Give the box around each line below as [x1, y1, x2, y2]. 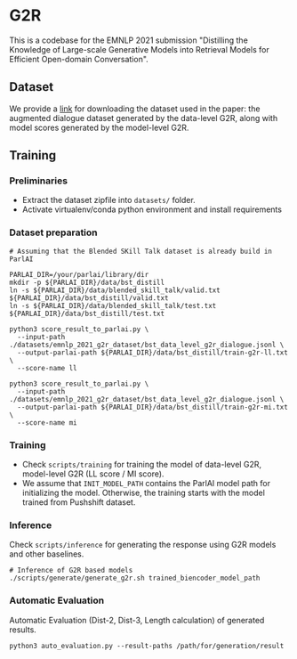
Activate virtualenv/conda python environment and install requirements [21, 204, 283, 215]
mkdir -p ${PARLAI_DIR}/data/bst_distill [9, 278, 165, 287]
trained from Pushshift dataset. [21, 497, 136, 508]
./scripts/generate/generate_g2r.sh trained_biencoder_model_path [9, 574, 261, 583]
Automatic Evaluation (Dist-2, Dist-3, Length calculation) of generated [9, 614, 265, 625]
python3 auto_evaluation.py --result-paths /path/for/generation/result [9, 641, 285, 650]
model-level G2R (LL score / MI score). [21, 468, 165, 479]
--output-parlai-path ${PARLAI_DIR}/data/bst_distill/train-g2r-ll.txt [17, 348, 289, 357]
